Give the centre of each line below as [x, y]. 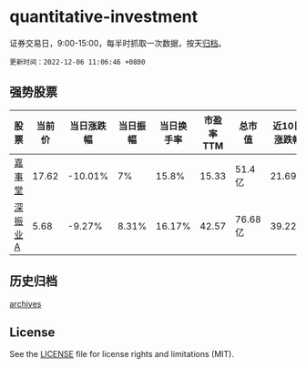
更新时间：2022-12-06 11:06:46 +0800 [77, 62]
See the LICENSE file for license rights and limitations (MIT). [122, 354]
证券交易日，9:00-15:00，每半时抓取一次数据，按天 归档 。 [118, 43]
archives [25, 303]
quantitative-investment [104, 17]
